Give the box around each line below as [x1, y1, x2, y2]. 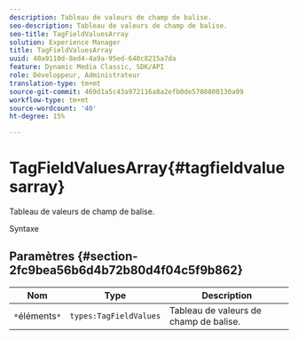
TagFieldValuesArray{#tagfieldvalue [9, 158, 286, 178]
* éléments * [13, 310, 62, 322]
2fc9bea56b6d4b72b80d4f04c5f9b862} [9, 263, 244, 278]
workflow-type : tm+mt [9, 95, 90, 105]
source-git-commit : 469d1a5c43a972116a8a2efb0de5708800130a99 [9, 87, 244, 96]
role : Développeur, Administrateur [9, 71, 141, 80]
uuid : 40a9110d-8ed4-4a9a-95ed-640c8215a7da [9, 54, 176, 63]
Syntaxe [9, 224, 40, 234]
